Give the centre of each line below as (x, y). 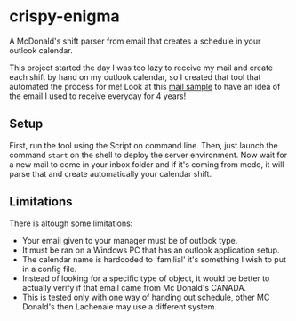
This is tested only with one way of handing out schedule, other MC (146, 297)
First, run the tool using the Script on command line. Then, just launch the (144, 145)
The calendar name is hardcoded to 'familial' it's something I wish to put (154, 259)
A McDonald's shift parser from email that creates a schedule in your (135, 41)
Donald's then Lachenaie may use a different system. (120, 306)
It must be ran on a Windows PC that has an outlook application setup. (151, 250)
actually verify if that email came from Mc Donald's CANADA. (134, 287)
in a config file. (49, 269)
